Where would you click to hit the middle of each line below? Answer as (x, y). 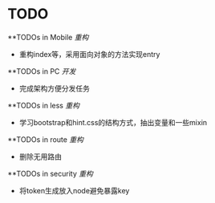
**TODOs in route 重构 (45, 139)
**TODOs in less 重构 (43, 105)
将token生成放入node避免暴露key (74, 190)
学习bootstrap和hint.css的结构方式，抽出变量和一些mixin (113, 122)
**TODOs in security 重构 (50, 173)
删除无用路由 (40, 156)
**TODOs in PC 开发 (42, 71)
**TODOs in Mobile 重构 (48, 37)
